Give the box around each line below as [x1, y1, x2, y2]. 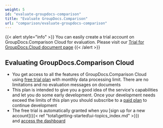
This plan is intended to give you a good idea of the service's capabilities [12, 87, 158, 93]
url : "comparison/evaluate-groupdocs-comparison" [5, 20, 108, 26]
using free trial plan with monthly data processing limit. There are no [12, 76, 149, 83]
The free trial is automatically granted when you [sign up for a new [12, 108, 146, 113]
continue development [12, 103, 57, 109]
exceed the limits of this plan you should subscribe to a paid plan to [12, 97, 147, 103]
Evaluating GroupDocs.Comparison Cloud [5, 58, 134, 67]
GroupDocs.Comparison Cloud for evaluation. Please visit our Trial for [5, 39, 145, 45]
